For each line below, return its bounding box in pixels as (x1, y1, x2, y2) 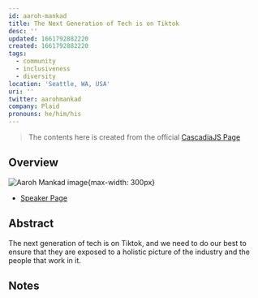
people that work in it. (8, 255, 81, 265)
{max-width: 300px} (88, 177, 156, 187)
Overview (8, 156, 59, 170)
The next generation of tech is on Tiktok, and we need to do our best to (8, 238, 247, 248)
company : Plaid (8, 102, 60, 110)
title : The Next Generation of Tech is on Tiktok (8, 19, 180, 28)
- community (15, 58, 57, 66)
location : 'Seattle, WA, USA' (8, 80, 111, 88)
